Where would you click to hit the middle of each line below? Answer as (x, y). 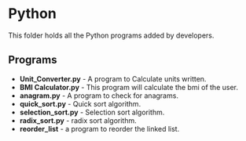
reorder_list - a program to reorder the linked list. (99, 128)
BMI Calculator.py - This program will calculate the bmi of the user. (129, 87)
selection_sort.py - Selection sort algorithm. (92, 112)
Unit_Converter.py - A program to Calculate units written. (113, 78)
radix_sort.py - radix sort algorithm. (78, 120)
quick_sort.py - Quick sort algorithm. (80, 103)
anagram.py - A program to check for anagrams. (99, 96)
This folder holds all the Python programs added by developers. (111, 35)
